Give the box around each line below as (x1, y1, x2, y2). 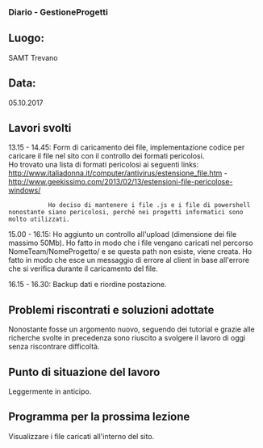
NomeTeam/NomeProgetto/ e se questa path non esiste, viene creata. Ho (8, 247, 253, 256)
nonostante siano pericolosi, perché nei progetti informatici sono (8, 209, 244, 217)
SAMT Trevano (8, 53, 58, 62)
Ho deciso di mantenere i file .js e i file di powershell (48, 201, 251, 209)
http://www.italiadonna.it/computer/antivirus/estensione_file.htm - (8, 168, 228, 178)
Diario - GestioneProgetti (8, 6, 109, 18)
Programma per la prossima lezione (8, 410, 190, 424)
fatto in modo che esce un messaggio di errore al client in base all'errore (8, 256, 250, 265)
